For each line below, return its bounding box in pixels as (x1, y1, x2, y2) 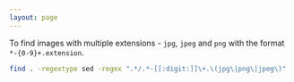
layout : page (9, 12, 58, 22)
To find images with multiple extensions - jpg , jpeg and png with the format (9, 37, 285, 48)
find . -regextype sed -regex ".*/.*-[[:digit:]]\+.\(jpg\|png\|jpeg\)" (9, 64, 287, 73)
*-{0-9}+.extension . (9, 46, 84, 58)
